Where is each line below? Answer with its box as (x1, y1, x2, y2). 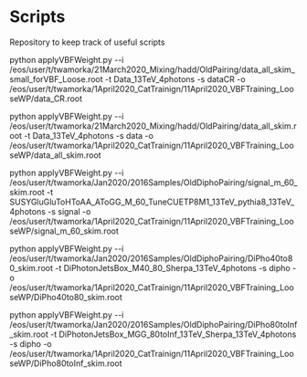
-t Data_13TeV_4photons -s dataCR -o (104, 73, 246, 84)
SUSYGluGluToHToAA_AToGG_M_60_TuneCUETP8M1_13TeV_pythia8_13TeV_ (9, 196, 295, 207)
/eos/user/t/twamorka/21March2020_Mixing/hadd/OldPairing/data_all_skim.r (9, 120, 297, 131)
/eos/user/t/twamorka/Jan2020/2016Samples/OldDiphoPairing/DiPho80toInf (9, 319, 298, 330)
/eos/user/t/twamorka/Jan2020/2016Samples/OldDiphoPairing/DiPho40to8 (9, 253, 293, 264)
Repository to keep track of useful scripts (9, 37, 165, 47)
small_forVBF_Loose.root (9, 73, 103, 84)
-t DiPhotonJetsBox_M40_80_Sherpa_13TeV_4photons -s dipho (54, 262, 291, 273)
